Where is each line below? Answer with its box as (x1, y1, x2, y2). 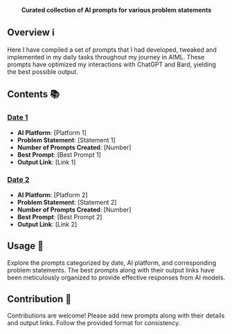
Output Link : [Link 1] (17, 158, 76, 166)
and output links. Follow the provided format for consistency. (7, 319, 181, 327)
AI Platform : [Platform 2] (17, 190, 88, 199)
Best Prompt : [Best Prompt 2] (17, 212, 102, 221)
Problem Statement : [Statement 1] (17, 136, 116, 144)
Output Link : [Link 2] (17, 220, 78, 228)
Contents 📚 (7, 89, 60, 100)
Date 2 (7, 175, 30, 185)
